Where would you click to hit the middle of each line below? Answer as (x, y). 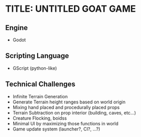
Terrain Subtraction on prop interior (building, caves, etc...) (74, 113)
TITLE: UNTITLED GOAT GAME (71, 9)
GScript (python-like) (35, 68)
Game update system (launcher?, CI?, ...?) (56, 129)
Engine (17, 28)
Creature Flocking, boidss (40, 118)
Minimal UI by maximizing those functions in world (65, 123)
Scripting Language (37, 56)
